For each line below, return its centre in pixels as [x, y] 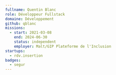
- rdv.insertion [26, 56]
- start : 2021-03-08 [31, 33]
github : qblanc [21, 23]
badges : [13, 60]
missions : [15, 28]
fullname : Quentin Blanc [31, 10]
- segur [18, 65]
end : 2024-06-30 [31, 37]
